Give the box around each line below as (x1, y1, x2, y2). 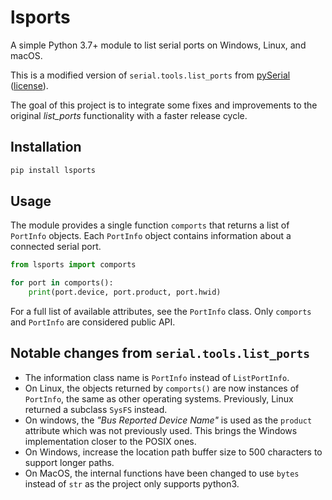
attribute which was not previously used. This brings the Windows (24, 424, 298, 436)
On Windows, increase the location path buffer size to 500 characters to (24, 446, 323, 458)
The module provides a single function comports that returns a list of (10, 219, 290, 231)
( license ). (10, 79, 49, 91)
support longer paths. (24, 456, 115, 468)
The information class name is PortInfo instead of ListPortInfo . (24, 371, 290, 383)
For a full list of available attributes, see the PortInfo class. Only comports (10, 306, 312, 318)
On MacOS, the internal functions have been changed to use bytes (24, 467, 300, 479)
